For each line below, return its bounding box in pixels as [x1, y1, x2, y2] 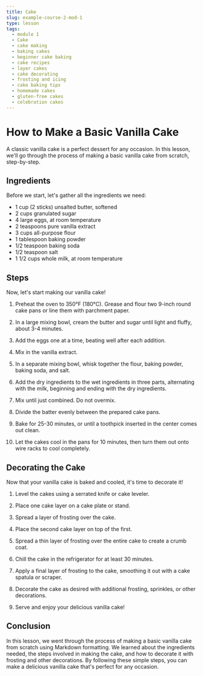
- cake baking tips [12, 82, 61, 89]
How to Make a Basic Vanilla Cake [6, 125, 179, 139]
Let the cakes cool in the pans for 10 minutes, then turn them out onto [15, 438, 189, 446]
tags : [6, 25, 20, 32]
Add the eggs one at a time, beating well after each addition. [15, 337, 166, 344]
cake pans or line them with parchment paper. [15, 307, 130, 314]
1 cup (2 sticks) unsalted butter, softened [15, 204, 118, 211]
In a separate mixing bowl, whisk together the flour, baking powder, [15, 360, 184, 367]
